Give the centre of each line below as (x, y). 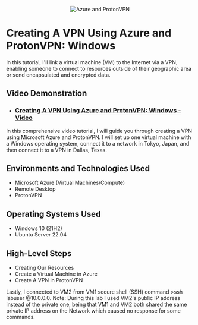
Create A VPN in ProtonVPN (49, 280)
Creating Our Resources (44, 268)
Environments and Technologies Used (78, 168)
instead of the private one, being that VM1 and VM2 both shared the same (97, 305)
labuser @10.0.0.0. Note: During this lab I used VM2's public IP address (93, 298)
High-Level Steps (39, 253)
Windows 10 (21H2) (38, 228)
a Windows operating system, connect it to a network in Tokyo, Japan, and (98, 143)
